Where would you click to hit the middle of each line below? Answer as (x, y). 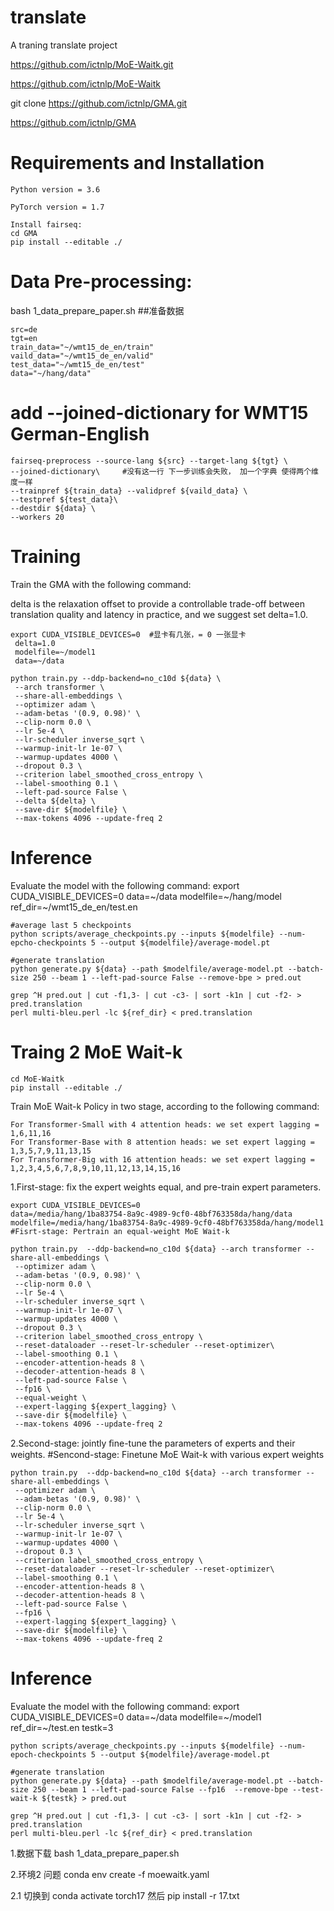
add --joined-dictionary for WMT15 (159, 413)
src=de (24, 329)
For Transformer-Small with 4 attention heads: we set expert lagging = (165, 1124)
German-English (80, 434)
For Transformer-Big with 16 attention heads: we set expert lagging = (162, 1159)
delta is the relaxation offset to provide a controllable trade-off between (157, 603)
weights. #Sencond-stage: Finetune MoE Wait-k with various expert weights (167, 1454)
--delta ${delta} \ (55, 801)
